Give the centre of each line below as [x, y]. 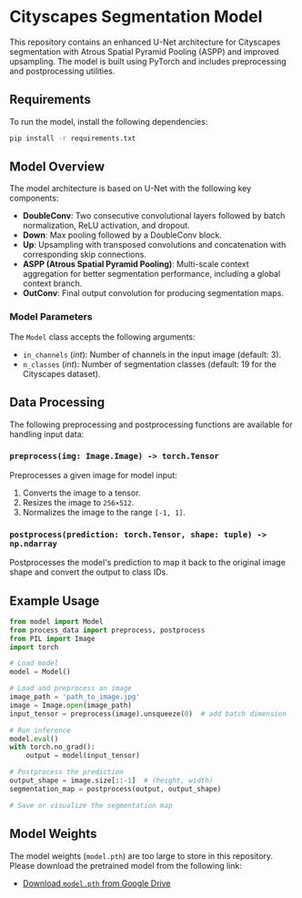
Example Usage [55, 601]
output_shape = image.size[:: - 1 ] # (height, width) [111, 781]
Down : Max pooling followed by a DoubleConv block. [122, 235]
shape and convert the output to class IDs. [89, 572]
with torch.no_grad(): [52, 747]
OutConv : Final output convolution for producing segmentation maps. [153, 293]
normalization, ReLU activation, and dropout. [106, 226]
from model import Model [56, 621]
